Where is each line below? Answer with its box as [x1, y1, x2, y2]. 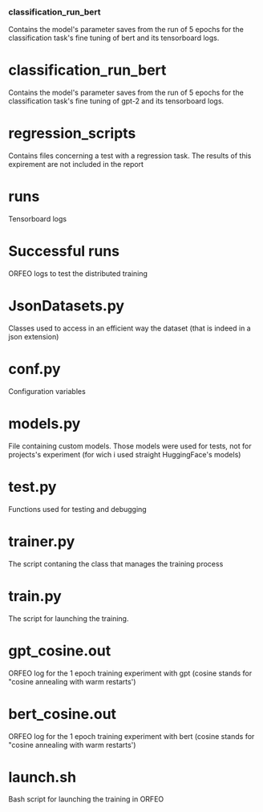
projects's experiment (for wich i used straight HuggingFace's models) [8, 449, 241, 459]
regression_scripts [8, 124, 136, 143]
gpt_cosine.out [8, 641, 111, 660]
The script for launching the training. [8, 613, 129, 623]
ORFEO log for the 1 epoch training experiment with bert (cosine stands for [8, 731, 255, 741]
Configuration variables [8, 386, 86, 396]
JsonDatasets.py [8, 297, 125, 315]
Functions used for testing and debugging [8, 504, 147, 514]
